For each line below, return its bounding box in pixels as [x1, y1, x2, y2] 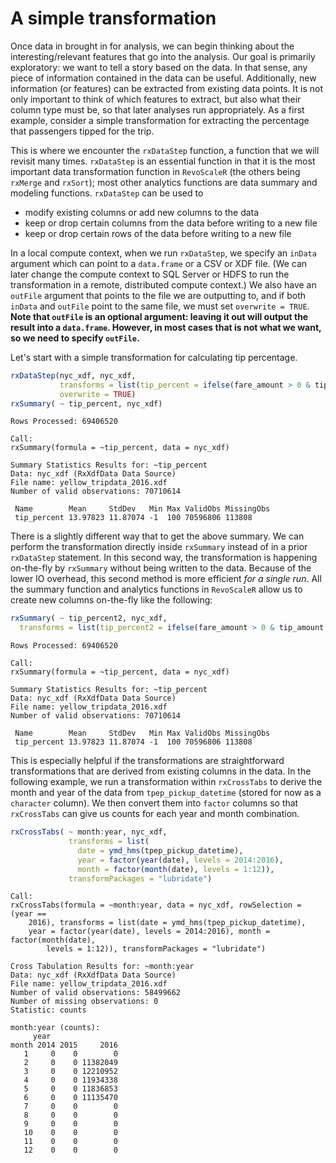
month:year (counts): [10, 1023, 101, 1033]
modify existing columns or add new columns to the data [24, 206, 260, 218]
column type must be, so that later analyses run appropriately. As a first [10, 103, 305, 116]
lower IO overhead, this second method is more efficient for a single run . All [10, 573, 322, 585]
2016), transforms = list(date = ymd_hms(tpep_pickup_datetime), [28, 918, 307, 928]
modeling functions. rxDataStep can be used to [10, 187, 204, 199]
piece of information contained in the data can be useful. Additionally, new [10, 72, 317, 84]
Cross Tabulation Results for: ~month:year [10, 962, 195, 972]
